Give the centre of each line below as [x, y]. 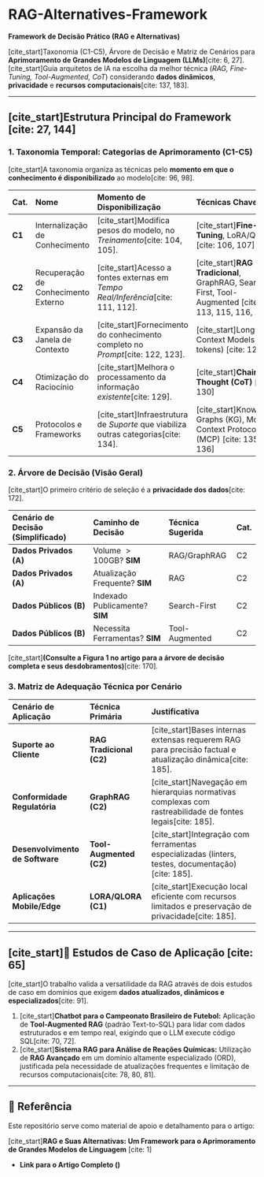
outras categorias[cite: [139, 434]
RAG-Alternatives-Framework [108, 15]
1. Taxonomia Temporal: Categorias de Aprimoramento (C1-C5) [130, 152]
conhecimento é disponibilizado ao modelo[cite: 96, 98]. [101, 177]
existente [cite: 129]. [135, 397]
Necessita [112, 628]
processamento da [132, 377]
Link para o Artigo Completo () [70, 1164]
